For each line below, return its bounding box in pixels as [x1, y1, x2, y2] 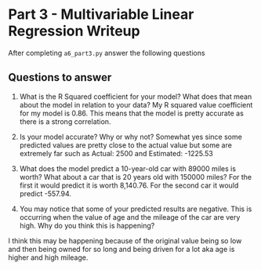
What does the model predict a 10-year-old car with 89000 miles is [19, 163, 237, 173]
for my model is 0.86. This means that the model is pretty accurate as [19, 108, 245, 118]
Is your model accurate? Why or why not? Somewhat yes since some [19, 132, 243, 141]
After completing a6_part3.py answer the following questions [8, 48, 205, 57]
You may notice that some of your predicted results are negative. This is [19, 204, 252, 213]
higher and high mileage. [8, 253, 89, 262]
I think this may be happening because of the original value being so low [8, 235, 242, 245]
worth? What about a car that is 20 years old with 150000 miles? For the [19, 172, 252, 181]
